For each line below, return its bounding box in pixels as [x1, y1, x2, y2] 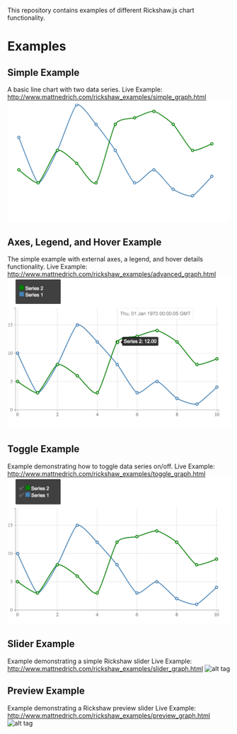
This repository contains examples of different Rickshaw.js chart [7, 6, 195, 14]
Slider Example [7, 638, 76, 650]
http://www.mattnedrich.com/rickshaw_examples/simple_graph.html [7, 93, 207, 101]
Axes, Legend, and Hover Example [7, 236, 162, 248]
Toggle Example [7, 443, 80, 456]
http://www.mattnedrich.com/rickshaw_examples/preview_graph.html [7, 711, 211, 720]
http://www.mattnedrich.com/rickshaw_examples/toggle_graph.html [7, 469, 206, 478]
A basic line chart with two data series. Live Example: [7, 85, 163, 94]
